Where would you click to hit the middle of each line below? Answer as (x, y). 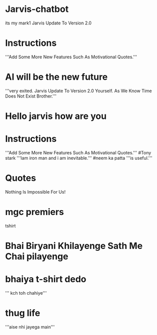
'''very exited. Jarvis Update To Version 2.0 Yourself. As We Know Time (78, 91)
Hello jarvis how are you (56, 116)
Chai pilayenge (37, 256)
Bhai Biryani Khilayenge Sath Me (74, 246)
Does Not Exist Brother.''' (31, 96)
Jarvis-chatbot (37, 9)
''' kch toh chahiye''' (26, 293)
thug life (23, 313)
